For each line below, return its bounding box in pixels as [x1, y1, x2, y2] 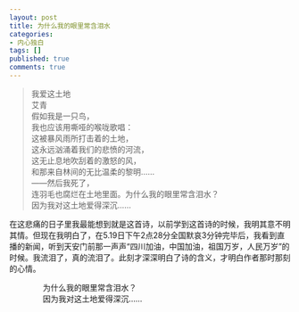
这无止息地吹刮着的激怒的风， [30, 155, 141, 166]
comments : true [9, 63, 66, 72]
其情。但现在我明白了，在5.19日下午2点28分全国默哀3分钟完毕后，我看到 [9, 229, 278, 241]
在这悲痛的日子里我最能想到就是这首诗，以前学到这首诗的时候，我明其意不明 [9, 218, 291, 229]
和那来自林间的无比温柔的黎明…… [30, 166, 154, 177]
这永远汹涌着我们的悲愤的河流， [30, 144, 149, 154]
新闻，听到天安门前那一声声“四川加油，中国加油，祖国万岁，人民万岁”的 [24, 241, 290, 251]
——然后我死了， [30, 177, 95, 188]
